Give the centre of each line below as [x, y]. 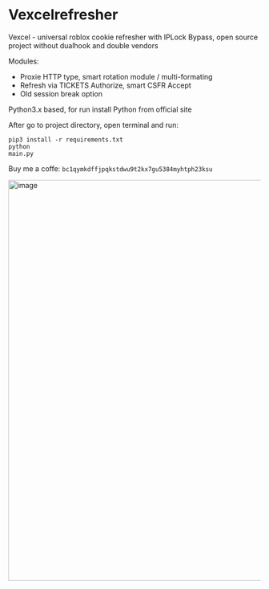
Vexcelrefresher [63, 15]
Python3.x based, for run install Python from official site [100, 109]
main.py [21, 153]
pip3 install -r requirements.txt [66, 139]
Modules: [24, 61]
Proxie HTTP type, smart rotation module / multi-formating [116, 76]
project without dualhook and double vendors [83, 45]
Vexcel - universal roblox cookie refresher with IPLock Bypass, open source [133, 37]
